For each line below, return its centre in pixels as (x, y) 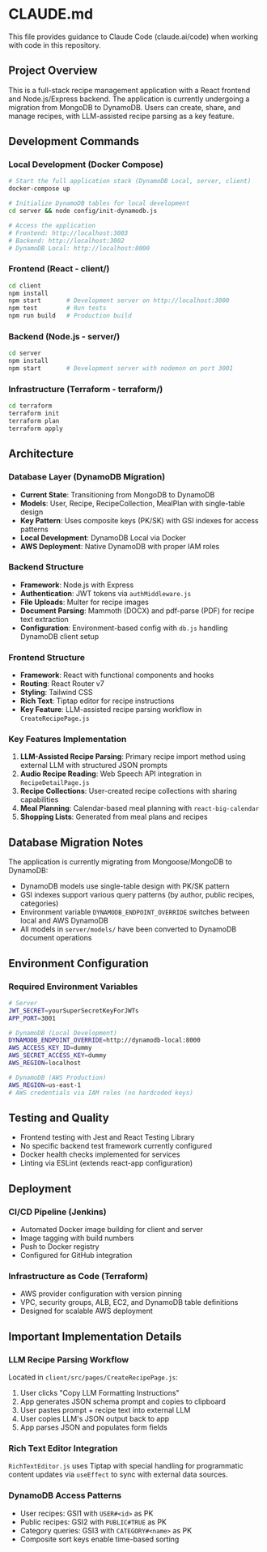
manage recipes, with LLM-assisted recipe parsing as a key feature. (121, 116)
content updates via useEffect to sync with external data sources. (118, 1474)
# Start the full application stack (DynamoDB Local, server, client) (130, 181)
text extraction (44, 619)
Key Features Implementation (68, 740)
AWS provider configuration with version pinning (101, 1294)
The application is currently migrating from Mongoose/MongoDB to (121, 862)
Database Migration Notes (76, 842)
